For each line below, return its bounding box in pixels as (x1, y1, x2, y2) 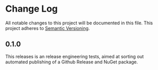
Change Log (5, 3, 58, 15)
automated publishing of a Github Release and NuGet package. (5, 59, 138, 65)
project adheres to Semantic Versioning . (5, 25, 90, 31)
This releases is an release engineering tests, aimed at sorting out (5, 53, 144, 59)
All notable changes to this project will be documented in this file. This (5, 20, 153, 26)
